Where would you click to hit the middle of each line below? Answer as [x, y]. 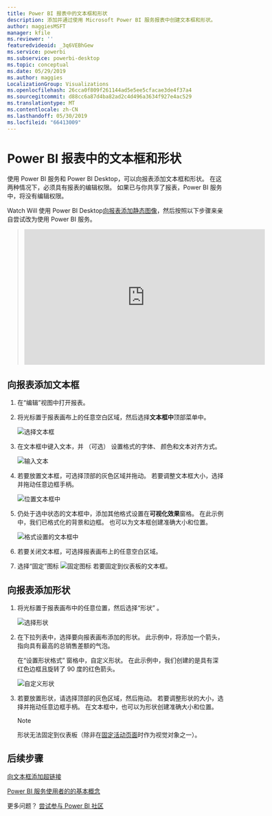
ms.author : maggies [35, 77]
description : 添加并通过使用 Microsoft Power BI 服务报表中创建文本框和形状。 [112, 20]
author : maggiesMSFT [37, 26]
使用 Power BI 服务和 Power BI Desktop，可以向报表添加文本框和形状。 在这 [114, 179]
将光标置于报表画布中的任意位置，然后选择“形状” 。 [90, 608]
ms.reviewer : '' [30, 39]
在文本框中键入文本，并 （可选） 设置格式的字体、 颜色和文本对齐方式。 [119, 447]
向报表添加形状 [39, 590]
